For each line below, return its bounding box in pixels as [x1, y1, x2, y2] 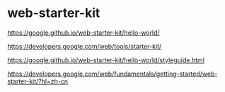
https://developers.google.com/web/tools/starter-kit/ [7, 42, 162, 50]
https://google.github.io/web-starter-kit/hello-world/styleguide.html [7, 55, 205, 64]
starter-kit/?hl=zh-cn [7, 76, 69, 86]
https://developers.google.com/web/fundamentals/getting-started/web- [7, 69, 218, 78]
